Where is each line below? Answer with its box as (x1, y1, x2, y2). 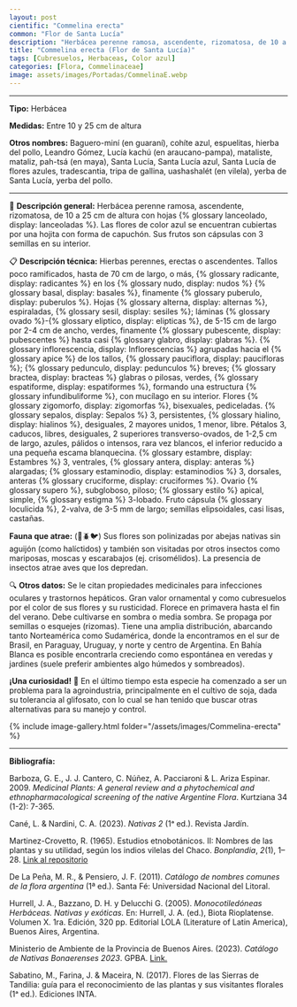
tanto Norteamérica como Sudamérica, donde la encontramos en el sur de (9, 630, 280, 641)
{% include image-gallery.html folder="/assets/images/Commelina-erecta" (9, 720, 281, 731)
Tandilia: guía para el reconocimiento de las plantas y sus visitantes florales (9, 979, 285, 989)
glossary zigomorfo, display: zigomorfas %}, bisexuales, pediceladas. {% (9, 400, 277, 411)
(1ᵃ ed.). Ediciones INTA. (9, 988, 97, 999)
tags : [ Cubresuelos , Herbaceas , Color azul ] (9, 54, 176, 63)
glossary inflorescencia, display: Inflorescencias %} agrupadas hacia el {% (9, 343, 283, 354)
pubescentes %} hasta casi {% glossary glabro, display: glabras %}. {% (9, 334, 271, 345)
